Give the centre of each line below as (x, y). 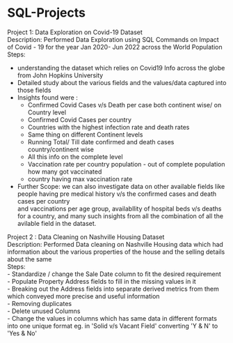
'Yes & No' (22, 333)
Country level (47, 112)
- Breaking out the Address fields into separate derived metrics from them (113, 289)
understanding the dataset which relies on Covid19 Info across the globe (121, 68)
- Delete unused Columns (44, 311)
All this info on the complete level (75, 157)
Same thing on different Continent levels (85, 135)
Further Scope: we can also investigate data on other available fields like (121, 186)
